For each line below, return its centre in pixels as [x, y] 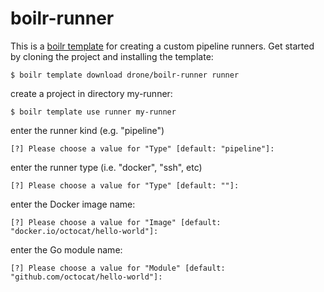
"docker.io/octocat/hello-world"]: [84, 231]
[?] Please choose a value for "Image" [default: [116, 222]
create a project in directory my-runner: [91, 93]
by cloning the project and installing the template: [112, 56]
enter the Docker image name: [73, 204]
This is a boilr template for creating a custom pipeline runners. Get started [162, 46]
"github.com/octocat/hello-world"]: [86, 277]
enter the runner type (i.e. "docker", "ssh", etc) [106, 167]
